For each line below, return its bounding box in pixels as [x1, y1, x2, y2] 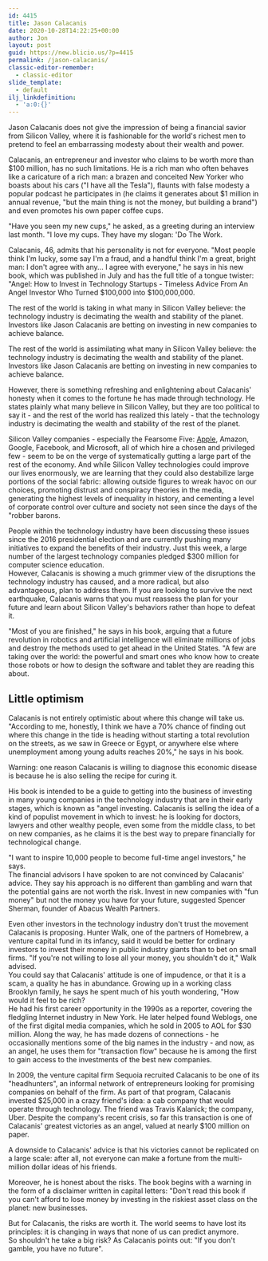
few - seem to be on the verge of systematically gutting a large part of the [8, 452, 251, 461]
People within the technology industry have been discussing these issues [8, 526, 250, 536]
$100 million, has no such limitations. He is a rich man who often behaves [8, 164, 249, 173]
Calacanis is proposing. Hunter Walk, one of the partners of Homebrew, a [8, 927, 249, 937]
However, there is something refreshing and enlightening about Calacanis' [8, 385, 252, 395]
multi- [223, 1153, 243, 1163]
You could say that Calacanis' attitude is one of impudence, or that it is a [8, 970, 246, 979]
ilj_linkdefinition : [8, 93, 77, 101]
